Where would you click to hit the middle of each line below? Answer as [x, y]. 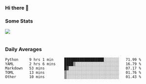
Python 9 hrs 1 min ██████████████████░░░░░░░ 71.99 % [73, 59]
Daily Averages [24, 50]
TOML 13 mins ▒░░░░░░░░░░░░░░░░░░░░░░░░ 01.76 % [73, 72]
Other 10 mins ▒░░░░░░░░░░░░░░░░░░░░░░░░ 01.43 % [73, 77]
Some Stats [19, 21]
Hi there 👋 [17, 8]
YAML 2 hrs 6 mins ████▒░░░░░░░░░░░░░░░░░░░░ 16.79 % [73, 64]
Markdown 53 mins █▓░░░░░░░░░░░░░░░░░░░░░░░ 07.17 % [73, 68]
